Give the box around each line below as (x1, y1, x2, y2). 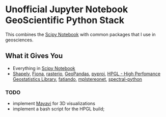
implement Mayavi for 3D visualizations (12, 101, 96, 107)
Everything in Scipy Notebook (12, 65, 75, 71)
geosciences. (5, 37, 34, 43)
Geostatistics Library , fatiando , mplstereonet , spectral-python (12, 76, 143, 82)
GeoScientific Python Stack (5, 14, 125, 26)
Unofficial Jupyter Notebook (5, 4, 128, 15)
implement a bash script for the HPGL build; (12, 106, 105, 112)
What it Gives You (5, 52, 63, 60)
